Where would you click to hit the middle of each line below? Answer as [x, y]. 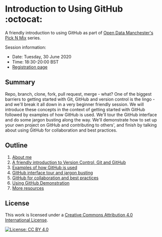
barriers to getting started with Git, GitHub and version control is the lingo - [80, 99]
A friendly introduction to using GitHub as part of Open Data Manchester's [79, 33]
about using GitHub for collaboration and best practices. [61, 130]
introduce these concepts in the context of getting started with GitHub [75, 109]
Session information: [26, 47]
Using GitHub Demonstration [41, 183]
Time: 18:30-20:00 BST [35, 62]
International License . [27, 220]
